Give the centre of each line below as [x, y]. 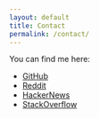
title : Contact [37, 26]
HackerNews [46, 95]
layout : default [39, 17]
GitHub [35, 76]
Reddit [34, 86]
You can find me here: [50, 59]
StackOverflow [49, 105]
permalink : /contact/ [49, 34]
